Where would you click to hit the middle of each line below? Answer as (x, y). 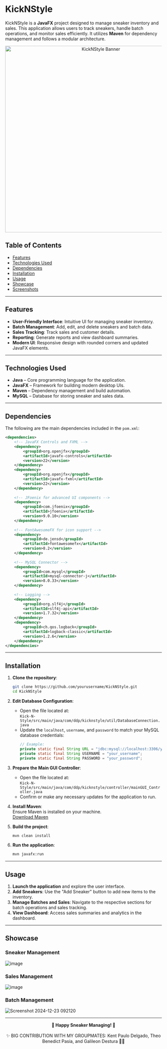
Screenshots (25, 289)
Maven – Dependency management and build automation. (72, 391)
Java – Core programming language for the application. (69, 380)
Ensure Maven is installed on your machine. (57, 812)
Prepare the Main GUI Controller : (46, 768)
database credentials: (42, 735)
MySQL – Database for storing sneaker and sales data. (68, 396)
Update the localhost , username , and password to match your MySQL (89, 730)
